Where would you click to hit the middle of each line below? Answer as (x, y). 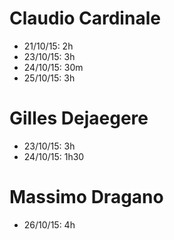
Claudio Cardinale (85, 18)
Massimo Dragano (86, 197)
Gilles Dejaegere (79, 118)
